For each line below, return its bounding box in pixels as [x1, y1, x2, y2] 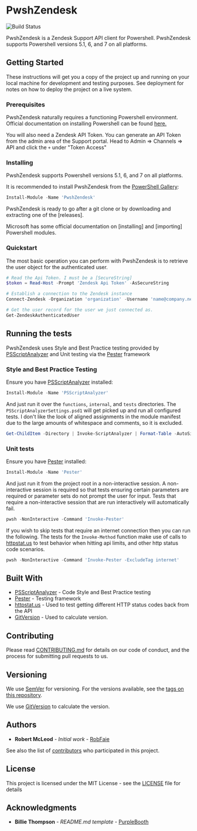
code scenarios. [6, 545, 45, 552]
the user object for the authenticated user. [6, 263, 108, 270]
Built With [6, 573, 43, 583]
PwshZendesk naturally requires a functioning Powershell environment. [6, 114, 178, 121]
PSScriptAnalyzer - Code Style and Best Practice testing [14, 589, 151, 596]
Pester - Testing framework [14, 595, 81, 602]
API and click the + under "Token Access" [6, 144, 107, 151]
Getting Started [6, 58, 64, 68]
